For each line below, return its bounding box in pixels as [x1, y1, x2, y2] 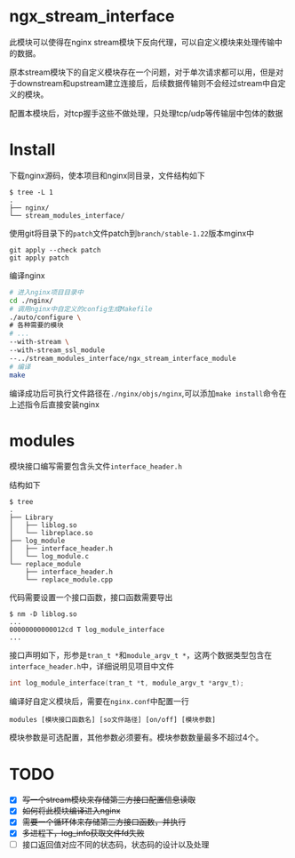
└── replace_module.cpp [25, 575, 114, 584]
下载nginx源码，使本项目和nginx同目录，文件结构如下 [9, 170, 206, 180]
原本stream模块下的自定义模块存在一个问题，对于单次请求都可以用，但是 [9, 67, 276, 77]
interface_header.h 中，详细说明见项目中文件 [9, 661, 175, 672]
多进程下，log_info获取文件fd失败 [21, 828, 145, 838]
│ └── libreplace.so [9, 529, 93, 538]
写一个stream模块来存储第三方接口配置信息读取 [21, 794, 196, 806]
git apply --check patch [9, 245, 101, 254]
